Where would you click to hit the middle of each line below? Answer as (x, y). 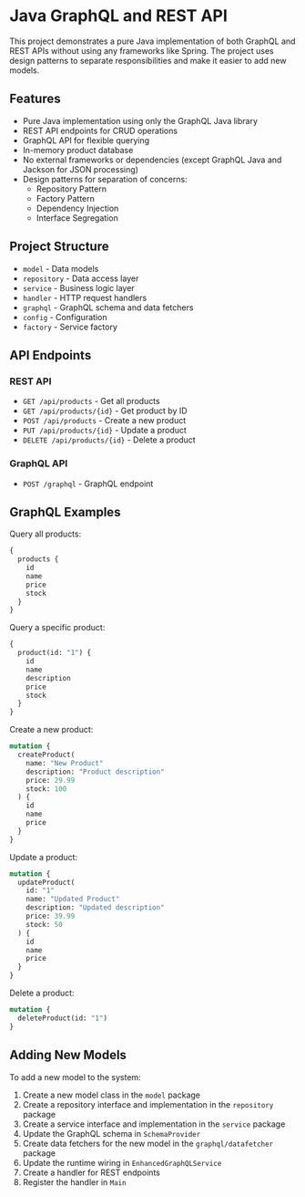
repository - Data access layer (81, 278)
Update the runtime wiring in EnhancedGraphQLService (122, 1162)
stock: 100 (46, 789)
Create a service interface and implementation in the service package (154, 1124)
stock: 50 (45, 924)
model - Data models (61, 268)
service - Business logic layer (78, 287)
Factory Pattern (66, 198)
